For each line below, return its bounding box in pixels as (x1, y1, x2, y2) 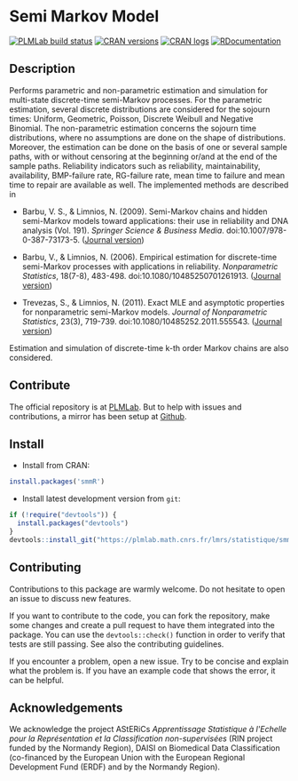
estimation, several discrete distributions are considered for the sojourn (9, 104, 271, 115)
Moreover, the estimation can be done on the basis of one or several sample (9, 141, 288, 152)
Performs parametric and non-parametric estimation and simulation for (9, 84, 269, 95)
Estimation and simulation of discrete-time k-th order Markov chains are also (9, 342, 289, 353)
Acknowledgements (9, 700, 123, 715)
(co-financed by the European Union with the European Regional (9, 753, 246, 763)
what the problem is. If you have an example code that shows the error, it (9, 665, 276, 676)
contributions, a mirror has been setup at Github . (9, 410, 187, 421)
